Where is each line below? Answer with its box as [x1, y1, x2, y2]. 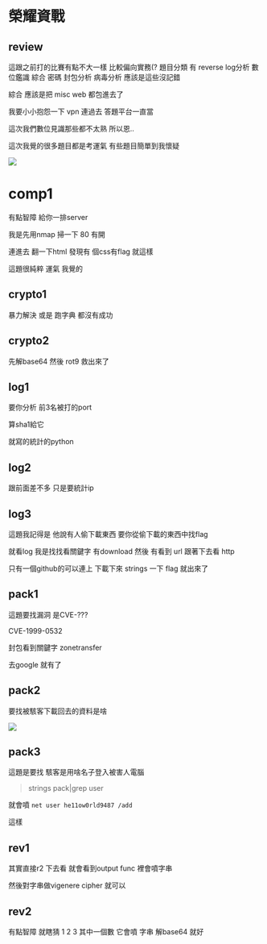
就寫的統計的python [8, 437, 74, 447]
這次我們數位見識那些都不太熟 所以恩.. [8, 124, 135, 133]
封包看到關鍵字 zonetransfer [8, 643, 102, 652]
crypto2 [8, 334, 50, 347]
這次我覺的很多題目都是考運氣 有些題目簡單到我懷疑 [8, 141, 179, 150]
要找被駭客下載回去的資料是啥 [8, 706, 107, 716]
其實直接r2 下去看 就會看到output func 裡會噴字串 [8, 863, 173, 873]
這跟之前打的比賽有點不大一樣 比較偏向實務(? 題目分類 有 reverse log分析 [8, 62, 250, 72]
